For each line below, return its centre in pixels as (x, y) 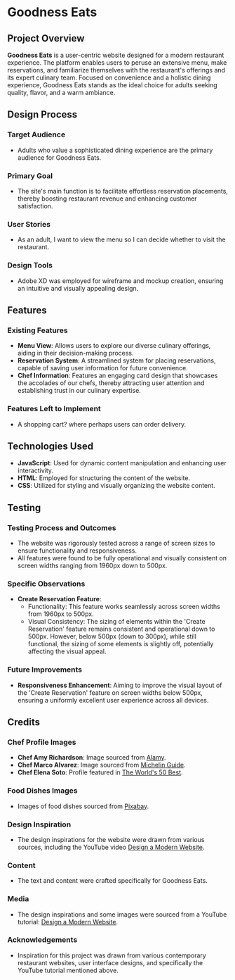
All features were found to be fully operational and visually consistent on (122, 558)
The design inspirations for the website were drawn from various (111, 839)
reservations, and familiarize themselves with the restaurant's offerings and (116, 70)
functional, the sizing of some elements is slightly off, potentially (121, 644)
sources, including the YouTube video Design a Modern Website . (111, 847)
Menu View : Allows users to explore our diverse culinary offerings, (114, 346)
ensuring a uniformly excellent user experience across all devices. (113, 700)
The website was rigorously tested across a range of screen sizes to (116, 544)
